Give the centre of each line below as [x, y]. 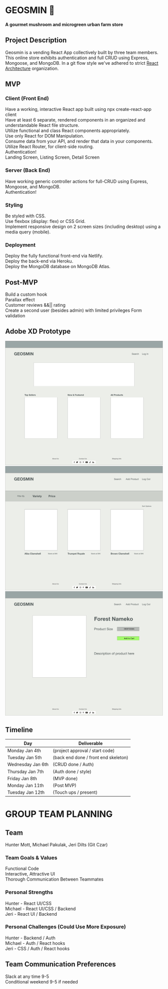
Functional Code [22, 869]
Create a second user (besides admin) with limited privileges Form [73, 310]
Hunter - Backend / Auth [30, 938]
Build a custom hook [26, 294]
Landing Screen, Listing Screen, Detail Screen [52, 157]
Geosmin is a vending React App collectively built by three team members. [82, 52]
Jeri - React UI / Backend [31, 914]
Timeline [19, 730]
